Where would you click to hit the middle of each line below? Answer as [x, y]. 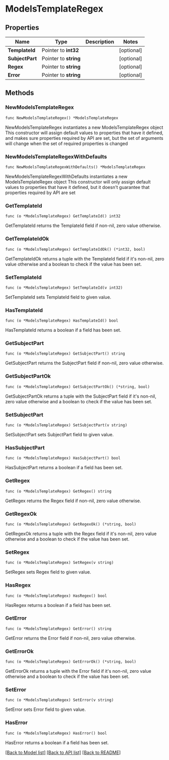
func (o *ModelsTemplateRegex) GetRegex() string [59, 491]
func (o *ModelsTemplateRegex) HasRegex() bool [56, 596]
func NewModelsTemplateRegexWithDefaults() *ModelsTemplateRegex [75, 167]
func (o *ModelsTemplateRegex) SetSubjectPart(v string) [66, 425]
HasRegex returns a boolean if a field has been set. [59, 605]
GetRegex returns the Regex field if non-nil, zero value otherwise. [73, 501]
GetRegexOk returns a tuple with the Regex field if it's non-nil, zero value [81, 534]
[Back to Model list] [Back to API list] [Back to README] [63, 752]
